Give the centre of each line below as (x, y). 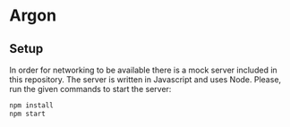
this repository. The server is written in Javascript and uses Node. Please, (145, 80)
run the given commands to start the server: (90, 89)
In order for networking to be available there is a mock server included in (143, 70)
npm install (31, 106)
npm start (28, 114)
